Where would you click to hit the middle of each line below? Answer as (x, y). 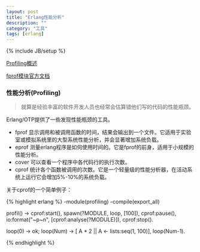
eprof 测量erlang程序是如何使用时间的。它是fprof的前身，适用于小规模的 (104, 147)
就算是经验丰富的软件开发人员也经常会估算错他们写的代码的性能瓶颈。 (107, 107)
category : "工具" (27, 28)
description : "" (26, 23)
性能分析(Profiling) (34, 93)
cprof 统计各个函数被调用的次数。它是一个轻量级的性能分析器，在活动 (101, 170)
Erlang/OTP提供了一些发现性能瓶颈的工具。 (60, 119)
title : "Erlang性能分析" (35, 17)
